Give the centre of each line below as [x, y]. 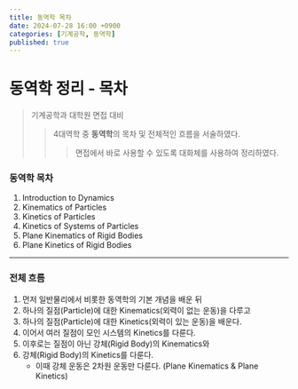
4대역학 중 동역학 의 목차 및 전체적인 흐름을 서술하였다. [147, 134]
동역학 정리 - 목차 [69, 89]
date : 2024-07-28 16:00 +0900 [65, 26]
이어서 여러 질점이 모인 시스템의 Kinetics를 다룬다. [109, 332]
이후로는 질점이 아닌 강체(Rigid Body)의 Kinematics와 [116, 344]
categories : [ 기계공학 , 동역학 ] [63, 34]
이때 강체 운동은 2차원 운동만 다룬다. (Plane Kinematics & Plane [147, 366]
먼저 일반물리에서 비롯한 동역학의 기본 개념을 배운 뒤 [112, 299]
